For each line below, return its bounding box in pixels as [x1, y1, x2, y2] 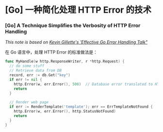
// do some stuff [9, 64, 45, 69]
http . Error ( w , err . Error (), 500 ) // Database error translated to [14, 81, 153, 87]
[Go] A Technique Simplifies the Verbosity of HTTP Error [5, 22, 141, 29]
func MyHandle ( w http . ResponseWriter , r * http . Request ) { [5, 59, 125, 64]
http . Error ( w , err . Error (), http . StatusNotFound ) [14, 109, 116, 114]
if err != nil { [9, 77, 42, 82]
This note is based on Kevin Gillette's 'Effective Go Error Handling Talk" [5, 39, 148, 45]
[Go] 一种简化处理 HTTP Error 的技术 [5, 4, 152, 16]
